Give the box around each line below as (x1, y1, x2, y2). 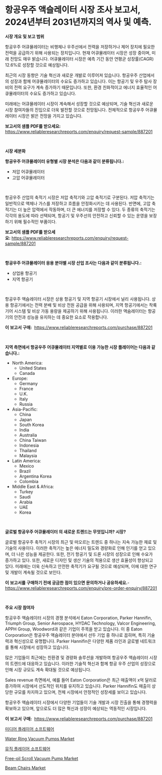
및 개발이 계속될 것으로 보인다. (5, 569, 62, 575)
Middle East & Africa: (12, 484, 54, 489)
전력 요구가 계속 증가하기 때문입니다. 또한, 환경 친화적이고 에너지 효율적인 (14, 84, 152, 90)
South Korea (19, 421, 44, 427)
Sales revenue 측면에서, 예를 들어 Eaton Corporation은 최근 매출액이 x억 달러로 (5, 677, 157, 683)
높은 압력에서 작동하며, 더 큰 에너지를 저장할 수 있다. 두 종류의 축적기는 (23, 207, 156, 212)
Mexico (19, 463, 34, 468)
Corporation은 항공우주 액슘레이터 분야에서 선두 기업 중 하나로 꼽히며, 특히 (5, 632, 147, 638)
